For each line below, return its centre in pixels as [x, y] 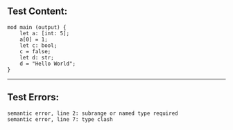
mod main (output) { [37, 27]
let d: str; [37, 57]
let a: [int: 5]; [45, 33]
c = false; [35, 51]
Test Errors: [33, 97]
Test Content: [37, 11]
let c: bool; [38, 45]
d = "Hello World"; [48, 64]
